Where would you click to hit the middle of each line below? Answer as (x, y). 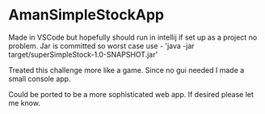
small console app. (40, 78)
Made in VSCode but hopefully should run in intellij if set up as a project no (133, 37)
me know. (24, 103)
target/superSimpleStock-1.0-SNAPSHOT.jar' (83, 54)
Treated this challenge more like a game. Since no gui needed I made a (126, 70)
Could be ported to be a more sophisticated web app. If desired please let (131, 94)
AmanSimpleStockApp (86, 15)
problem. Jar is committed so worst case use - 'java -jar (102, 45)
